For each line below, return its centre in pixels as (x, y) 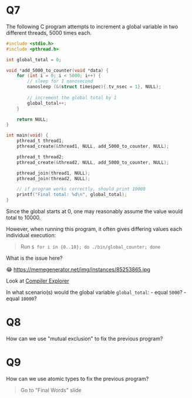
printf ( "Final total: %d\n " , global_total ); (72, 195)
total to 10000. (23, 218)
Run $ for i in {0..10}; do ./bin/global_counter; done (90, 247)
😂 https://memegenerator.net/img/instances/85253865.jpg (78, 270)
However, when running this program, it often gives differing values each (94, 229)
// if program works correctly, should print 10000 (81, 189)
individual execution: (31, 236)
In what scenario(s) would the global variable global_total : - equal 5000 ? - (96, 293)
